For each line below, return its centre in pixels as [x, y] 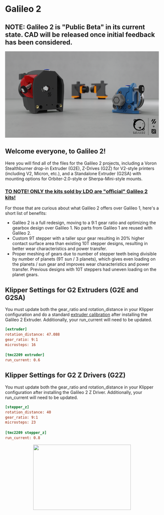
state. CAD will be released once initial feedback [80, 34]
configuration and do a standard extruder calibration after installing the [76, 314]
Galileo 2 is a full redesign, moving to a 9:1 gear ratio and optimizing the [84, 223]
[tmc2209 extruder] [25, 355]
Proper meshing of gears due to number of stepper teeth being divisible [84, 254]
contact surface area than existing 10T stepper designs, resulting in [80, 244]
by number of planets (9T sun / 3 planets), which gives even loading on [84, 259]
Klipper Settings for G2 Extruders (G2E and [72, 290]
